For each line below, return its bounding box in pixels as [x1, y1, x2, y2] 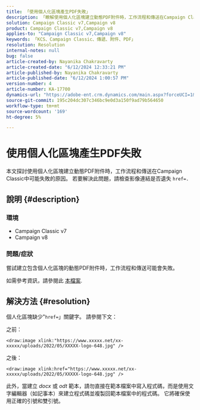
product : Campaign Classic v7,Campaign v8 [6, 25, 113, 32]
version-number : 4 [6, 81, 52, 87]
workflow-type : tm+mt [6, 102, 60, 109]
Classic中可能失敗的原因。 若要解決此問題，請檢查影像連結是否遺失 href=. [6, 175, 189, 182]
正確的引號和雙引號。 [11, 397, 64, 404]
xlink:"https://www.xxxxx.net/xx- [37, 337, 124, 343]
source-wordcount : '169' [6, 108, 68, 114]
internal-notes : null [6, 48, 60, 54]
